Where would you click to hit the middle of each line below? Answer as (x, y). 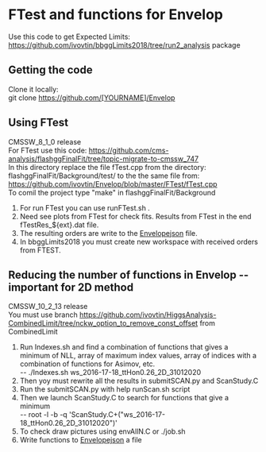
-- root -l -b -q (43, 415)
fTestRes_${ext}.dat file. (59, 225)
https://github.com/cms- (129, 150)
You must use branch (43, 315)
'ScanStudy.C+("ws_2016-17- (117, 415)
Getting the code (50, 70)
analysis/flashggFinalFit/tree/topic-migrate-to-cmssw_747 (104, 158)
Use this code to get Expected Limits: (69, 37)
